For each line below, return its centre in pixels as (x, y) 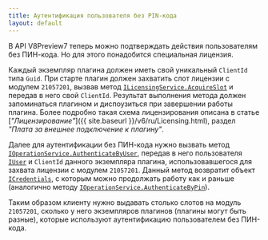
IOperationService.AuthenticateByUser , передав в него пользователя (125, 153)
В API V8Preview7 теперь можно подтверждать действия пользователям (133, 45)
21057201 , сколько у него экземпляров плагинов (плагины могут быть (127, 210)
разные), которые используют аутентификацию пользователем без (124, 219)
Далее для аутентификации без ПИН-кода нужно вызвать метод (119, 144)
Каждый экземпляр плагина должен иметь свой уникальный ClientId (128, 69)
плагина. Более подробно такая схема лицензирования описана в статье (134, 112)
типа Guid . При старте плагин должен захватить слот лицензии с (119, 78)
